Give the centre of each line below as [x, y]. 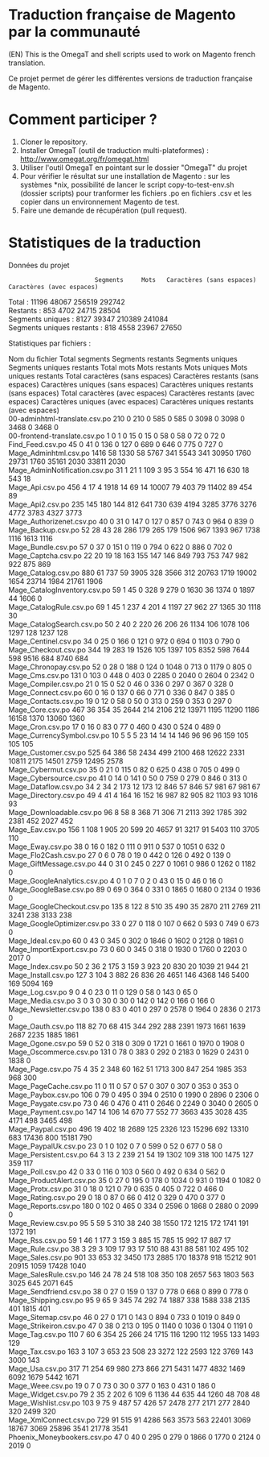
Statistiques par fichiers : [49, 343]
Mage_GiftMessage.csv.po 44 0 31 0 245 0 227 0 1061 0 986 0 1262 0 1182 [132, 863]
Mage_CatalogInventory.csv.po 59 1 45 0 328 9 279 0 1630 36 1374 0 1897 [132, 590]
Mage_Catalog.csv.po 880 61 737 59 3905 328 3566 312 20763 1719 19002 [133, 573]
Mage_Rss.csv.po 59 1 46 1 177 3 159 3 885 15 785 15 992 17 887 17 [120, 1240]
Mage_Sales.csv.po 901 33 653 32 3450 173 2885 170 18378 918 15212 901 [132, 1257]
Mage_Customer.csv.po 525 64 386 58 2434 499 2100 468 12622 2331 [126, 752]
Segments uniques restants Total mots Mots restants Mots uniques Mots [128, 367]
